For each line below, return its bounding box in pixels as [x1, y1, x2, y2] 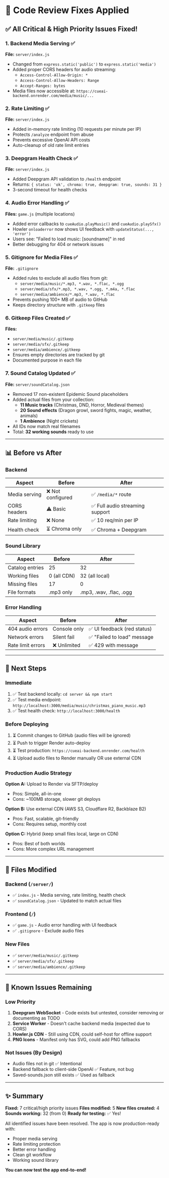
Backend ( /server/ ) [5, 881, 54, 888]
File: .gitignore [5, 265, 39, 272]
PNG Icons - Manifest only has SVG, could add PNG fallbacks [12, 1037, 140, 1043]
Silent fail [52, 633, 74, 640]
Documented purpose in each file [12, 357, 82, 363]
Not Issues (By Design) [5, 1049, 62, 1056]
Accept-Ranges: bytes [20, 83, 65, 88]
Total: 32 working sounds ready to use [12, 429, 94, 435]
